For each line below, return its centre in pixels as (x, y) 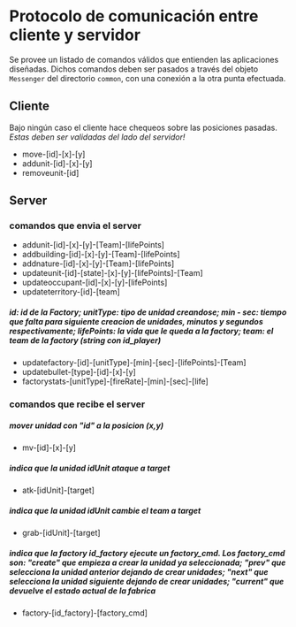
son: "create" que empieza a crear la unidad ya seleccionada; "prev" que (148, 562)
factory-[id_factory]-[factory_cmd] (85, 613)
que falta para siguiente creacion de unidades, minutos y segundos (136, 322)
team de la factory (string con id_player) (85, 340)
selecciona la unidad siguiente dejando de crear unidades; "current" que (147, 581)
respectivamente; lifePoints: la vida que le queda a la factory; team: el (141, 331)
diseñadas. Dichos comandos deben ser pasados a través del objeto (134, 69)
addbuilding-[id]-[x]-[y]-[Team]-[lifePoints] (101, 255)
